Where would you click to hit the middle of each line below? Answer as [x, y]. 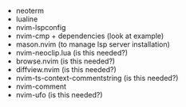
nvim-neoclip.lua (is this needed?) [72, 53]
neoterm [30, 11]
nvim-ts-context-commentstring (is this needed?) [97, 78]
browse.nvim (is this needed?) [65, 61]
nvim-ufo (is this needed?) [59, 95]
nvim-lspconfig [41, 27]
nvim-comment [41, 86]
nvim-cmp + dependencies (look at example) [90, 36]
